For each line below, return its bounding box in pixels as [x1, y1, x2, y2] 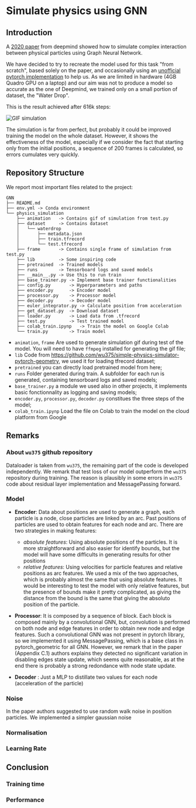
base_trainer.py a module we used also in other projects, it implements [14, 382, 187, 389]
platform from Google [14, 413, 67, 420]
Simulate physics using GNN [6, 4, 147, 18]
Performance [6, 796, 45, 804]
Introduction [6, 28, 53, 38]
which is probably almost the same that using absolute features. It [23, 575, 183, 583]
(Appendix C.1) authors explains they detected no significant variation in [14, 649, 188, 656]
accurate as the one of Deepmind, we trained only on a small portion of [6, 86, 178, 92]
